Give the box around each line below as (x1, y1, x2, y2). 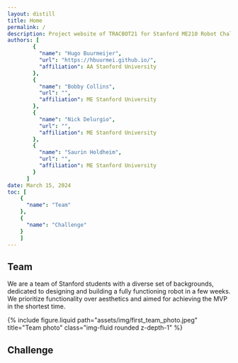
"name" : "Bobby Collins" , (38, 83, 115, 90)
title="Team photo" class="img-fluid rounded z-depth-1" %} (7, 323, 183, 332)
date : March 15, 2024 (7, 181, 72, 189)
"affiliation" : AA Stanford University (38, 63, 157, 70)
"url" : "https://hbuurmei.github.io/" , (38, 57, 157, 64)
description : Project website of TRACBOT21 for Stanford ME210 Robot (7, 30, 217, 38)
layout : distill (7, 10, 55, 18)
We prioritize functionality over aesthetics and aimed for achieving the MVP (7, 295, 228, 303)
